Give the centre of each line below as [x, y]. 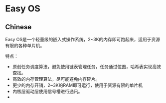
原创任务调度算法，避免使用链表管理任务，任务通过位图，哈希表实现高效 [86, 67]
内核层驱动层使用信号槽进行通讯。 [47, 91]
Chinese [18, 27]
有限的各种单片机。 [25, 46]
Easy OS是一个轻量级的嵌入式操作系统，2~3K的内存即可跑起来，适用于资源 [83, 39]
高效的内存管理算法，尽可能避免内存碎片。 [56, 79]
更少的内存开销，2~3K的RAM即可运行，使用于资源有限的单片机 [78, 85]
